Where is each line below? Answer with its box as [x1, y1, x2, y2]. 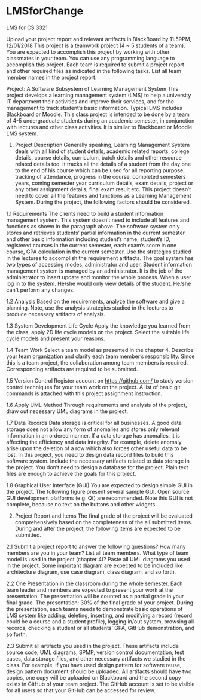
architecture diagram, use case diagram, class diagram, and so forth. [6, 568, 176, 575]
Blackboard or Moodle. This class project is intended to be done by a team [6, 111, 190, 118]
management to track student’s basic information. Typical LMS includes [6, 104, 182, 111]
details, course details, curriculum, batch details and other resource [14, 154, 182, 161]
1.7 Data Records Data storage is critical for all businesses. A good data [6, 419, 182, 426]
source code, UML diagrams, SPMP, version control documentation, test [6, 649, 184, 656]
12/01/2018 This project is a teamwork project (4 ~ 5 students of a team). [6, 42, 185, 49]
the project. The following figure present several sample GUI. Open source [6, 488, 190, 495]
